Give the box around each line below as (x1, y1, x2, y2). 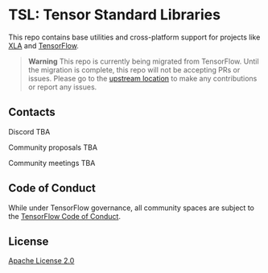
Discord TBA (8, 126, 51, 136)
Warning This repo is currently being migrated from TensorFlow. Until (27, 56, 259, 66)
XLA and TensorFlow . (8, 40, 79, 50)
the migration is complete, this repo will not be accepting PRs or (27, 64, 241, 74)
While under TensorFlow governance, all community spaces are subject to (8, 203, 255, 213)
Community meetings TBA (8, 158, 96, 168)
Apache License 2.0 (8, 256, 75, 266)
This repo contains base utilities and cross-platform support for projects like (8, 32, 261, 42)
